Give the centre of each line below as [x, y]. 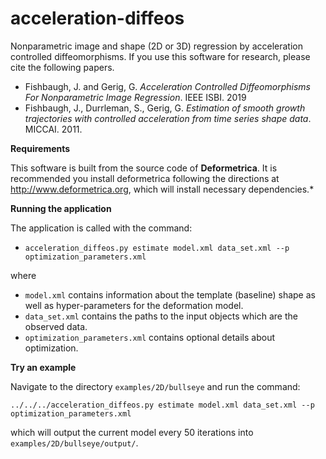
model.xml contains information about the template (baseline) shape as [170, 294]
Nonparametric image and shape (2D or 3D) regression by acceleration [156, 46]
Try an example [43, 367]
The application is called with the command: [101, 228]
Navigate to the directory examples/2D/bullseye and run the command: [155, 386]
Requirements [40, 148]
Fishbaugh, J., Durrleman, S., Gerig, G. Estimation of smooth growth [165, 108]
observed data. [56, 326]
